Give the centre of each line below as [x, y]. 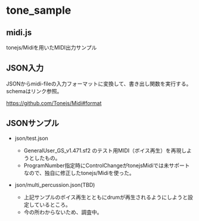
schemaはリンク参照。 [34, 91]
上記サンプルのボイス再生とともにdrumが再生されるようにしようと [106, 197]
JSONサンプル [33, 123]
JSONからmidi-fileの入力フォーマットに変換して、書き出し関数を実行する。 [99, 84]
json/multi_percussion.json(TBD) [55, 185]
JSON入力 [25, 68]
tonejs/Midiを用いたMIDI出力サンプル [52, 47]
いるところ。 [55, 204]
